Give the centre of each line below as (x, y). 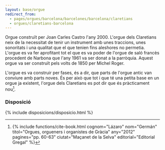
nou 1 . (10, 89)
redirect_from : (21, 14)
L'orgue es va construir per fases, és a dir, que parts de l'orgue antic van (79, 73)
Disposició (18, 102)
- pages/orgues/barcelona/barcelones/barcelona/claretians (71, 19)
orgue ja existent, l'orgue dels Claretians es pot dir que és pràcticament (77, 83)
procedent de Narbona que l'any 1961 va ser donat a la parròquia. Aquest (79, 58)
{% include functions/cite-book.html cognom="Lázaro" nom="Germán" (84, 127)
